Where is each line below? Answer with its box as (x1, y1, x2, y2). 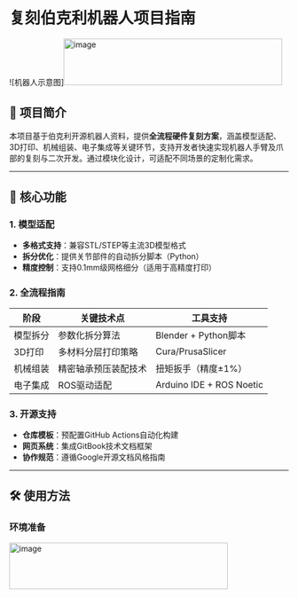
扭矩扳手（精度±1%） (155, 362, 247, 374)
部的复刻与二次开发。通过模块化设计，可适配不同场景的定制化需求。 (9, 153, 258, 163)
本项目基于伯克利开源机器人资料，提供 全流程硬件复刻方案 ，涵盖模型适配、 (9, 130, 281, 141)
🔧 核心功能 (9, 190, 67, 205)
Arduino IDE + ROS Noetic (155, 378, 264, 390)
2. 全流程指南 (9, 287, 66, 299)
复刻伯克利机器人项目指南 (9, 8, 197, 28)
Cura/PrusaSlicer (155, 345, 227, 358)
